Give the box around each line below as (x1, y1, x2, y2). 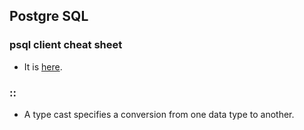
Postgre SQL (9, 8, 89, 25)
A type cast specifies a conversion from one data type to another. (23, 108, 295, 120)
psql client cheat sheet (9, 38, 123, 52)
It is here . (23, 60, 63, 73)
